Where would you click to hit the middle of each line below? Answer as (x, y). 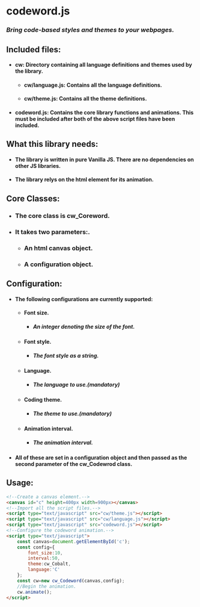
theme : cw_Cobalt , (49, 564)
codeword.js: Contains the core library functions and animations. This (104, 112)
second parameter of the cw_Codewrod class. (74, 464)
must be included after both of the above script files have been (95, 119)
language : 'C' (44, 570)
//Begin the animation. (47, 586)
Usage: (20, 483)
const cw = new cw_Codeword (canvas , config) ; (71, 581)
